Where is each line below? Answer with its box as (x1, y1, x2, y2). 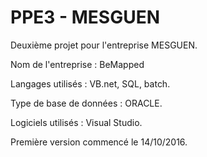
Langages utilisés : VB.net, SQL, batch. (10, 77, 171, 90)
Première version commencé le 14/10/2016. (10, 136, 188, 148)
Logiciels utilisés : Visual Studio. (10, 116, 143, 128)
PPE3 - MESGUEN (10, 6, 161, 29)
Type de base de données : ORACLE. (10, 97, 163, 109)
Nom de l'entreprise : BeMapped (10, 58, 145, 70)
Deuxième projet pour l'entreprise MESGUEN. (10, 39, 198, 51)
